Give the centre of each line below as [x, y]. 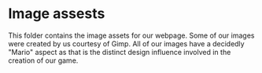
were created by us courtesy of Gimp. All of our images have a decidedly [127, 43]
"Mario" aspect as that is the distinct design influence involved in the [120, 52]
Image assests [57, 14]
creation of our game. [43, 60]
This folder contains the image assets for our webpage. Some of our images [131, 35]
